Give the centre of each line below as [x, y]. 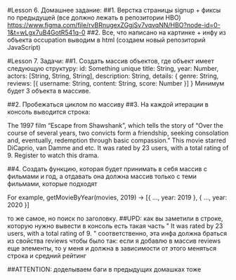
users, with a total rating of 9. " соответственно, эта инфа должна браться [117, 233]
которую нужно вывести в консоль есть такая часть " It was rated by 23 [115, 226]
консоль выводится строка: [49, 112]
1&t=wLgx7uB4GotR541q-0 [46, 32]
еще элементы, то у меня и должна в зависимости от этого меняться [112, 248]
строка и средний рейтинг [47, 256]
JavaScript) [24, 47]
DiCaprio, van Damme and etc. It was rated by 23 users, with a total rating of [118, 148]
